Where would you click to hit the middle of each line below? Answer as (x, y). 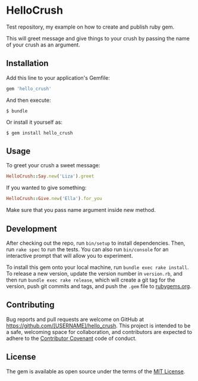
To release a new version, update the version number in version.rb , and (95, 274)
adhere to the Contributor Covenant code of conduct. (71, 338)
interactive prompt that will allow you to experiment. (70, 256)
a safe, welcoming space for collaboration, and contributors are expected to (99, 332)
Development (32, 229)
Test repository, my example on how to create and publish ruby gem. (90, 27)
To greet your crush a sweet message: (53, 165)
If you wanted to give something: (46, 188)
